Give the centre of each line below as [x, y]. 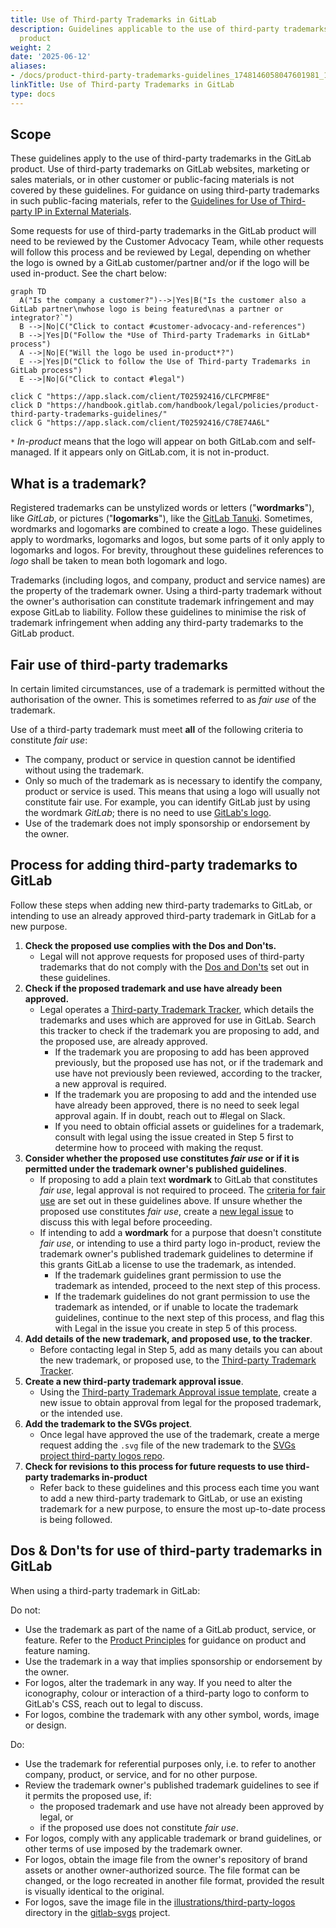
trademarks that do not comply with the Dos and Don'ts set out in [174, 967]
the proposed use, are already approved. [123, 1041]
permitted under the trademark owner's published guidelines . [156, 1168]
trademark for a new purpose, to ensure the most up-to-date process [182, 1508]
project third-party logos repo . [102, 1455]
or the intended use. [81, 1413]
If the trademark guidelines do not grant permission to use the [182, 1296]
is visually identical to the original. [94, 1891]
